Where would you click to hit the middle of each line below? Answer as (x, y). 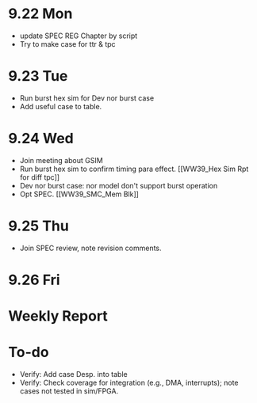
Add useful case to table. (61, 106)
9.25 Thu (38, 226)
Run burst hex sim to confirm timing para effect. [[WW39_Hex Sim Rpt (134, 169)
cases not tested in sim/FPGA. (69, 391)
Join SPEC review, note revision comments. (90, 248)
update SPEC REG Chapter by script (79, 36)
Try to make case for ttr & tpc (68, 44)
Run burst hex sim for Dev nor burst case (87, 98)
